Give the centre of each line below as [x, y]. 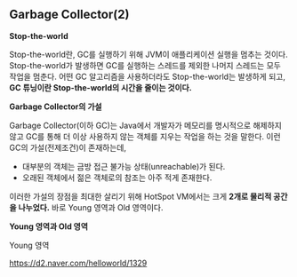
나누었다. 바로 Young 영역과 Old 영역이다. [91, 207]
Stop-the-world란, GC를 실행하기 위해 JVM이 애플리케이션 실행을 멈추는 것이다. [148, 54]
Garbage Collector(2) [69, 15]
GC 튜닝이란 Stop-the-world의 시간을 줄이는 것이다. [101, 87]
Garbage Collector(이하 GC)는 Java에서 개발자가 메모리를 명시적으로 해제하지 [145, 125]
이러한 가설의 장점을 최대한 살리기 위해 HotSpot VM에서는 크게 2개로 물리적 [140, 196]
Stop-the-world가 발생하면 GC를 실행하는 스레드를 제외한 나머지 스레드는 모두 [145, 65]
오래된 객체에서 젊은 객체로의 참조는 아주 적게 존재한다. [117, 178]
